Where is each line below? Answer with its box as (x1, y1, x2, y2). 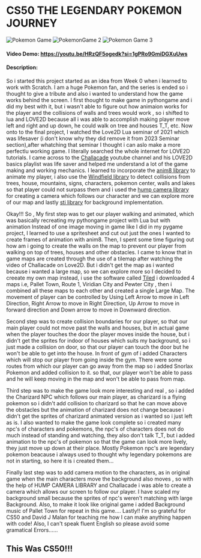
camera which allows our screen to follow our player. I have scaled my (6, 488, 180, 495)
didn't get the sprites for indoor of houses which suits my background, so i (6, 337, 191, 344)
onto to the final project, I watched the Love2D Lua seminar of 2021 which (6, 128, 189, 135)
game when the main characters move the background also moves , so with (6, 475, 193, 482)
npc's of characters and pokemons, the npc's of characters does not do (6, 425, 184, 432)
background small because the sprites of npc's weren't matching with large (6, 494, 193, 501)
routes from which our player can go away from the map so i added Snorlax (6, 362, 193, 370)
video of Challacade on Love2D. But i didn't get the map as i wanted (6, 261, 174, 268)
